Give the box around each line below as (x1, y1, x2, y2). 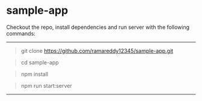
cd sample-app (20, 58, 59, 66)
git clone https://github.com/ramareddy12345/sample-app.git (20, 47, 173, 54)
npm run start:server (20, 82, 72, 89)
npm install (20, 70, 49, 78)
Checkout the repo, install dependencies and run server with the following (6, 23, 190, 31)
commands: (6, 29, 36, 37)
